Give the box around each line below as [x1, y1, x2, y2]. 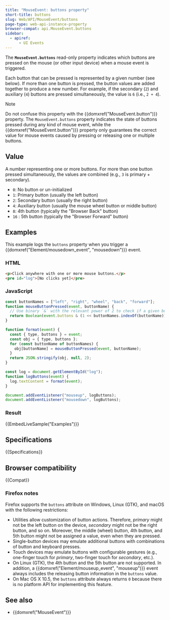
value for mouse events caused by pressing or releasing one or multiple [5, 132, 155, 138]
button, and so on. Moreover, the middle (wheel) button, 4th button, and [12, 527, 163, 533]
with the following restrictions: [5, 506, 68, 513]
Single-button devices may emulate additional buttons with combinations [12, 538, 165, 544]
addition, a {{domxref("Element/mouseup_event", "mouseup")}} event [12, 565, 158, 571]
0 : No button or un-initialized [12, 186, 72, 193]
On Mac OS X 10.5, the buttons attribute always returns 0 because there [12, 576, 162, 582]
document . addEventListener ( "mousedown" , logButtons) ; [5, 397, 121, 403]
